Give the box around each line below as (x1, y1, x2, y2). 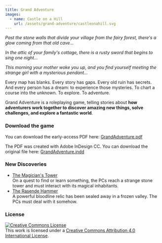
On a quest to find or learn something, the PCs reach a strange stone (12, 177, 153, 183)
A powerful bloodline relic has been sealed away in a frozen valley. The (12, 193, 157, 199)
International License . (5, 233, 49, 239)
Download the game (5, 122, 54, 129)
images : (5, 12, 21, 17)
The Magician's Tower (12, 172, 58, 178)
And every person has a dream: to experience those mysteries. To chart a (5, 85, 155, 91)
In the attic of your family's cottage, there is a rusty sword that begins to (5, 50, 153, 56)
